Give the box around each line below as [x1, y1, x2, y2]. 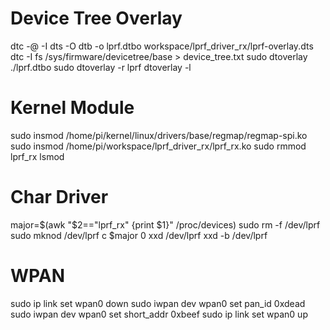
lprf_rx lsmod [10, 150, 65, 162]
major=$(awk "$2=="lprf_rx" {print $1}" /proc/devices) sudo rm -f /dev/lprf [10, 218, 321, 231]
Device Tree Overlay [10, 7, 183, 30]
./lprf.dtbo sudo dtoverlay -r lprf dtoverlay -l [10, 61, 192, 73]
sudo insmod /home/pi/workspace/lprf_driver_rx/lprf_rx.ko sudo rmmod [10, 140, 307, 152]
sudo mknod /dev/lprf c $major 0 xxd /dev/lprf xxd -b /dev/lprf [10, 229, 268, 241]
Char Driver [10, 186, 109, 209]
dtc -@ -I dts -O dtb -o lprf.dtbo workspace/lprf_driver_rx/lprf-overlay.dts [10, 40, 314, 52]
